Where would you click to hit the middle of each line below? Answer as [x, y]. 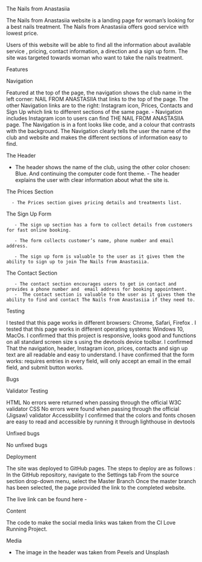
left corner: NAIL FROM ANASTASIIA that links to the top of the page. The [97, 99]
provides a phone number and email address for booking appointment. [97, 289]
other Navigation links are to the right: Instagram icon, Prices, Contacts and [100, 105]
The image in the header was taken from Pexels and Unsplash [92, 552]
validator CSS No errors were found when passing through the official [93, 409]
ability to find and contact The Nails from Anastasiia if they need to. [101, 300]
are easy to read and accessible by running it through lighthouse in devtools [101, 422]
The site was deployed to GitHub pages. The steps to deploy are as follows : [101, 468]
